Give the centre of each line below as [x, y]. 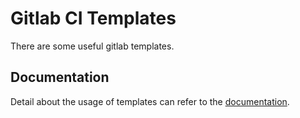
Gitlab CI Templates [93, 18]
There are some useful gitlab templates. [92, 46]
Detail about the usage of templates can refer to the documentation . [150, 101]
